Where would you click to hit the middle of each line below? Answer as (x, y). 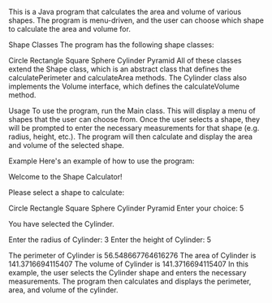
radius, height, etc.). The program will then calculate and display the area (131, 136)
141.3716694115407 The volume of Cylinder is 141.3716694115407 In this (129, 264)
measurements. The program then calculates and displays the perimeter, (130, 281)
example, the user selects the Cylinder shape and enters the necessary (127, 273)
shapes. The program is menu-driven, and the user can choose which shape (136, 20)
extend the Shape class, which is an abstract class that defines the (120, 69)
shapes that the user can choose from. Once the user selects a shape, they (134, 119)
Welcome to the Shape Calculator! (66, 177)
